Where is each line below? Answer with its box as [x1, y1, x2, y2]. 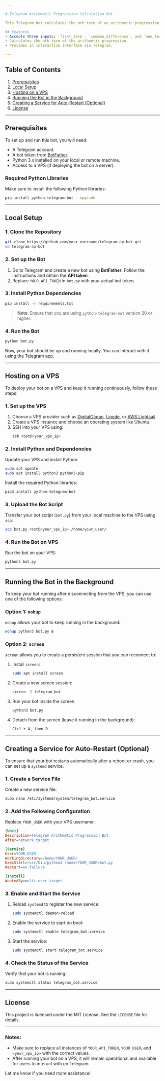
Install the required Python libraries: [5, 480, 78, 485]
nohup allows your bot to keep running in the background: [5, 620, 121, 626]
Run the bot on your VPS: [5, 550, 56, 556]
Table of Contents [5, 66, 61, 74]
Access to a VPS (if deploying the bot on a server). [12, 162, 115, 168]
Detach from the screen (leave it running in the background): [12, 717, 135, 723]
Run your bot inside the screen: [12, 699, 76, 705]
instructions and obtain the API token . [12, 272, 89, 278]
